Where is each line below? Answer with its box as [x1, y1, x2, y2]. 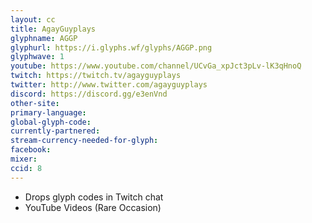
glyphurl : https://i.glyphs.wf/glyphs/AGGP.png [10, 42, 213, 53]
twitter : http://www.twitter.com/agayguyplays [10, 80, 208, 90]
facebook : [10, 145, 52, 155]
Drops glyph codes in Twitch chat [24, 191, 164, 203]
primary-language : [10, 107, 87, 118]
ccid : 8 [10, 163, 43, 173]
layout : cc [10, 14, 56, 25]
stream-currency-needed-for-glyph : [10, 136, 159, 146]
